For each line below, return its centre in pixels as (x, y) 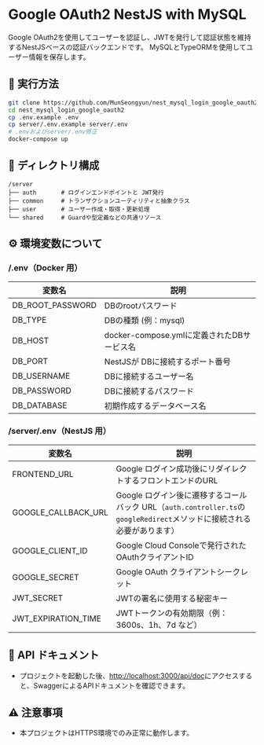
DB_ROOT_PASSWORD (54, 305)
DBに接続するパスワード (149, 391)
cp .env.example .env (44, 117)
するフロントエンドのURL (171, 480)
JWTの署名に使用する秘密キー (172, 598)
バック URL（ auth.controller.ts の (181, 507)
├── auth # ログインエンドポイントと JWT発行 (86, 193)
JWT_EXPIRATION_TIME (57, 618)
